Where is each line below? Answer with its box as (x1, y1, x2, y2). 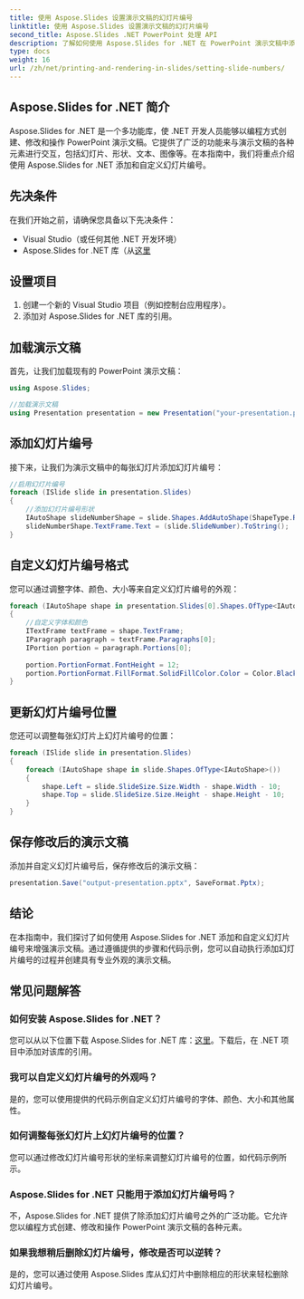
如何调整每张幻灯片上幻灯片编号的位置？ (9, 1130, 185, 1142)
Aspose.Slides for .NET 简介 (9, 100, 170, 115)
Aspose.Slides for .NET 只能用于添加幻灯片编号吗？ (9, 1188, 237, 1200)
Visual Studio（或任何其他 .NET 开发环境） (22, 233, 182, 245)
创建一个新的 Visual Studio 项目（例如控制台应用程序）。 (22, 300, 231, 311)
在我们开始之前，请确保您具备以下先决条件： (9, 214, 176, 225)
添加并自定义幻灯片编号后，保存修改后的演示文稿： (9, 860, 200, 871)
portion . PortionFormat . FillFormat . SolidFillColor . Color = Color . (25, 669, 278, 678)
